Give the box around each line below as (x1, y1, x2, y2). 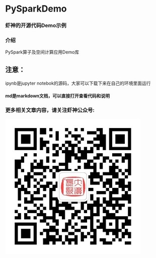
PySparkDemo (5, 3, 67, 15)
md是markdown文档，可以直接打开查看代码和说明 (5, 93, 110, 99)
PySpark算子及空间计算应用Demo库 (5, 49, 80, 55)
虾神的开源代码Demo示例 (5, 22, 66, 29)
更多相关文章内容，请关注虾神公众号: (5, 106, 95, 113)
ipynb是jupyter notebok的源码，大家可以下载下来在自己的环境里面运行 (5, 80, 151, 86)
